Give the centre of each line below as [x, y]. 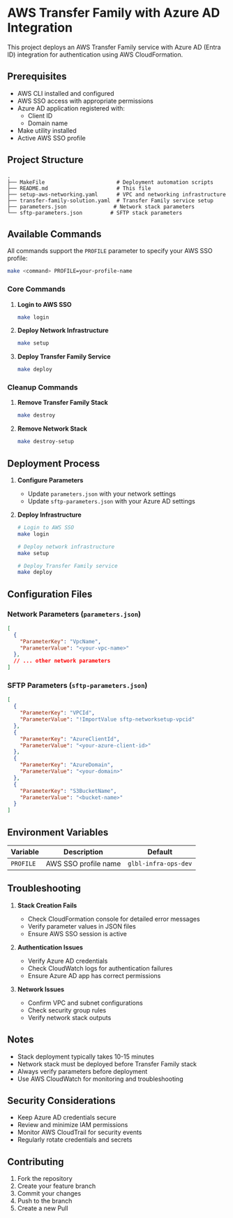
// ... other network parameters [62, 661]
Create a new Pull [43, 1208]
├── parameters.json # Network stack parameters [101, 207]
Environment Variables [58, 832]
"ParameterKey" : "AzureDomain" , [67, 765]
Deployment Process [54, 463]
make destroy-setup [46, 442]
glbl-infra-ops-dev [160, 864]
